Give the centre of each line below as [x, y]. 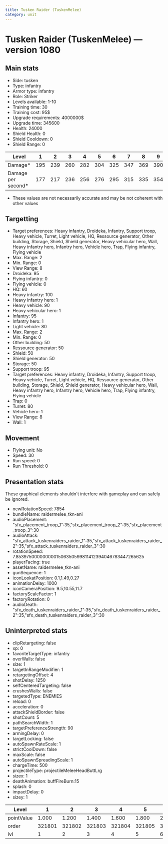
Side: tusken [25, 80]
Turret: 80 [23, 406]
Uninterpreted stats [36, 631]
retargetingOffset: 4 [33, 675]
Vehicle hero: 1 [27, 412]
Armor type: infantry [33, 91]
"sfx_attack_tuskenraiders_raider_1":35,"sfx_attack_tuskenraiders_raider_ [87, 540]
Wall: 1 [19, 422]
